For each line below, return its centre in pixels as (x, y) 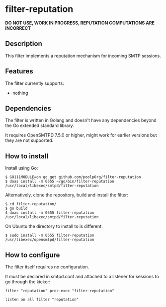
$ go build (16, 209)
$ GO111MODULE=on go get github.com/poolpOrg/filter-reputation (73, 177)
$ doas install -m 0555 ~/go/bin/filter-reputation (60, 182)
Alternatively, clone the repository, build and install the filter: (67, 195)
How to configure (33, 255)
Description (24, 44)
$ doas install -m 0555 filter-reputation (50, 213)
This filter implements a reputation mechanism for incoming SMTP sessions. (83, 56)
